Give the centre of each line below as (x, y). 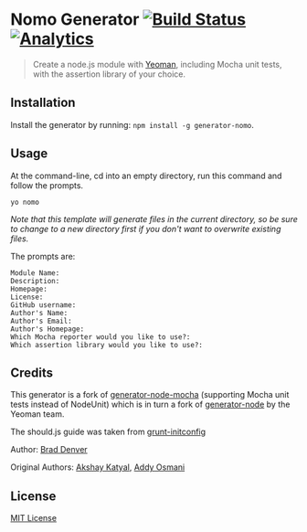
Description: (35, 281)
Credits (32, 372)
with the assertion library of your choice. (109, 74)
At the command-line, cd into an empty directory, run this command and (146, 176)
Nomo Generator (75, 20)
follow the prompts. (47, 185)
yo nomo (25, 202)
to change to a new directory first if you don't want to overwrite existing (146, 229)
